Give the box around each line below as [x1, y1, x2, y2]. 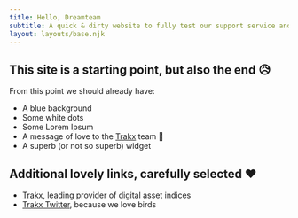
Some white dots [21, 113, 84, 123]
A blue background [21, 103, 92, 113]
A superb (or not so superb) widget [21, 141, 152, 152]
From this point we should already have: [9, 86, 155, 97]
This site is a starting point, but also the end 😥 [9, 62, 271, 77]
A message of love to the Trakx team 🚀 [21, 131, 164, 142]
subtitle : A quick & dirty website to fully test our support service [9, 21, 276, 30]
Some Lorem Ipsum [21, 121, 94, 133]
